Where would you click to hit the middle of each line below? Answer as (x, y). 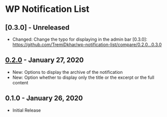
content (20, 82)
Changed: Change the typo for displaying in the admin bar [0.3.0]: (80, 39)
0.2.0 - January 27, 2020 (44, 60)
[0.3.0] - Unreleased (37, 28)
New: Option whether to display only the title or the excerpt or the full (83, 77)
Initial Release (27, 110)
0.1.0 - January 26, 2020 (44, 98)
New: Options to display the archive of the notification (68, 72)
